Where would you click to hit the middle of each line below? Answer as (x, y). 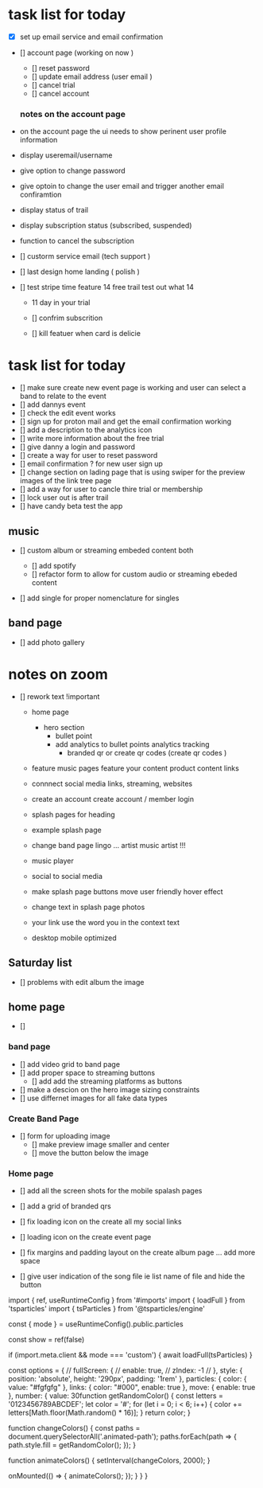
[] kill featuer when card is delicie (86, 334)
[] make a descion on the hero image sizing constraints (110, 1089)
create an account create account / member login (113, 799)
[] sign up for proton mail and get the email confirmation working (126, 422)
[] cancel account (60, 94)
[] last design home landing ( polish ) (80, 271)
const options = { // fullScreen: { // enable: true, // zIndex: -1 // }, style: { (126, 1370)
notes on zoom (58, 675)
